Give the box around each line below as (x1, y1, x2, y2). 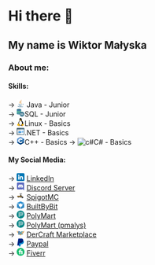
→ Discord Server (8, 182, 76, 192)
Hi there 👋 (8, 7, 73, 25)
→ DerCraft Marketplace (8, 230, 97, 239)
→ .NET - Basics (8, 127, 69, 137)
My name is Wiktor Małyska (8, 39, 147, 52)
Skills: (8, 82, 29, 91)
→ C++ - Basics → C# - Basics (8, 137, 132, 146)
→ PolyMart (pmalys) (8, 220, 87, 230)
